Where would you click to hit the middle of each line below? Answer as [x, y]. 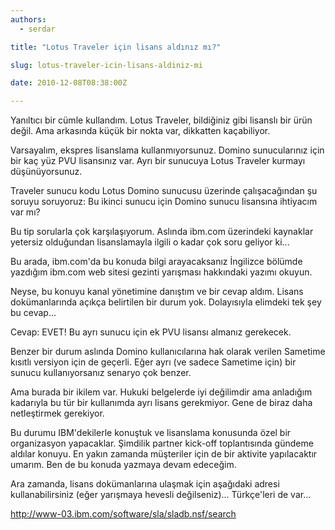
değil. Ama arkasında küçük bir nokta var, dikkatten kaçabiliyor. [140, 131]
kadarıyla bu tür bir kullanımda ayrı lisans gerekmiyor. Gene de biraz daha [161, 403]
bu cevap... [33, 313]
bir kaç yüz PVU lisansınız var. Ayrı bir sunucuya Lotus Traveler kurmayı [158, 161]
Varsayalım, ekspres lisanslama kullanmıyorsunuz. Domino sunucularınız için [167, 150]
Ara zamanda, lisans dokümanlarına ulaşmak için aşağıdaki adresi [145, 484]
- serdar [37, 29]
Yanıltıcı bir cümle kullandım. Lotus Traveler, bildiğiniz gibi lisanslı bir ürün [161, 120]
